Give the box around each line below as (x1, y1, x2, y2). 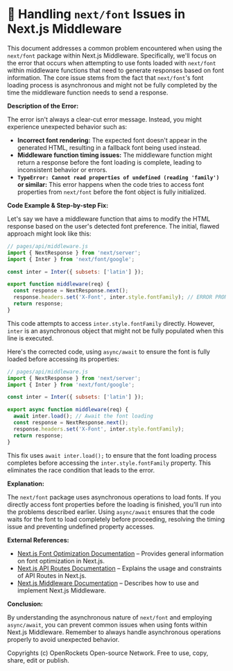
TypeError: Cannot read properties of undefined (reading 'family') (17, 174, 220, 181)
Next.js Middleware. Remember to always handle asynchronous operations (7, 628, 221, 636)
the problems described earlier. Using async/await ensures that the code (7, 507, 215, 516)
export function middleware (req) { (7, 281, 110, 288)
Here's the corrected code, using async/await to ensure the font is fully (7, 347, 210, 356)
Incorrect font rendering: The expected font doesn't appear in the (17, 135, 207, 144)
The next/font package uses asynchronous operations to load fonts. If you (7, 492, 221, 501)
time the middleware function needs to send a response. (7, 88, 169, 97)
